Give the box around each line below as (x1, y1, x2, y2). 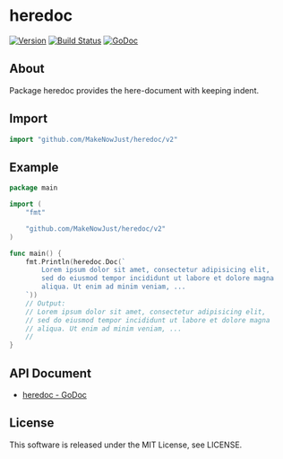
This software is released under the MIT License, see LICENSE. (9, 439, 243, 450)
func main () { (9, 249, 63, 258)
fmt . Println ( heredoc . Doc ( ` (25, 257, 126, 266)
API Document (9, 366, 92, 381)
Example (9, 159, 59, 175)
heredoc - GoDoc (21, 389, 88, 400)
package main (9, 183, 58, 193)
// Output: (25, 298, 66, 308)
